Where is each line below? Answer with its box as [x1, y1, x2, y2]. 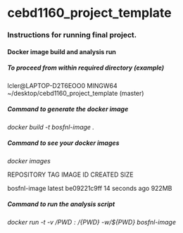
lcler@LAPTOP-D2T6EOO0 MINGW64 [7, 81, 118, 89]
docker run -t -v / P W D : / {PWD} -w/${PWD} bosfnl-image [7, 218, 176, 226]
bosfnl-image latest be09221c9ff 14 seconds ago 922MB [7, 184, 172, 192]
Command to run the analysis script [7, 200, 115, 208]
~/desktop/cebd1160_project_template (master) [7, 89, 144, 97]
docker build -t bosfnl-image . [7, 122, 95, 131]
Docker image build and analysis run [7, 47, 116, 56]
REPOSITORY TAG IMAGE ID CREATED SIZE [7, 170, 134, 179]
